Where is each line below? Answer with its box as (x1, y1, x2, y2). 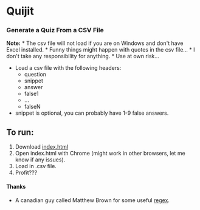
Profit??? (15, 169, 38, 177)
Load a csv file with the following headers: (15, 64, 122, 72)
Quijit (6, 4, 35, 18)
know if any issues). (15, 156, 66, 163)
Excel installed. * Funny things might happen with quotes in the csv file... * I (6, 46, 196, 53)
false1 (24, 90, 39, 98)
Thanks (6, 183, 26, 190)
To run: (6, 127, 34, 137)
